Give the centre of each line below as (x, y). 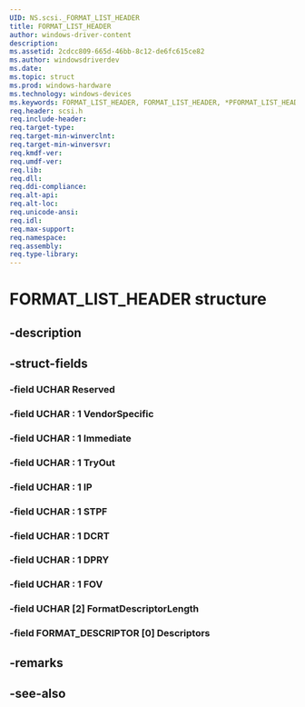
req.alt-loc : (34, 204)
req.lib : (26, 170)
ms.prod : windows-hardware (60, 85)
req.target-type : (42, 128)
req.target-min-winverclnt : (63, 136)
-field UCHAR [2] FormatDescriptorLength (104, 609)
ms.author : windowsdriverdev (64, 60)
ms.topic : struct (42, 77)
